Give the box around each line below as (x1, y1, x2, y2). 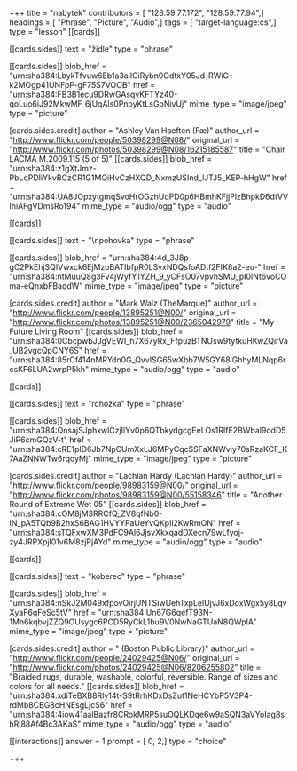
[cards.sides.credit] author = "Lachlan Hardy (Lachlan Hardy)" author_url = (9, 471, 283, 481)
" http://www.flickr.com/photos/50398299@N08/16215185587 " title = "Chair (9, 144, 285, 155)
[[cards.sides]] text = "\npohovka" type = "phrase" (9, 235, 195, 245)
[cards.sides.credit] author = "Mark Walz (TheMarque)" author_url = (9, 298, 258, 308)
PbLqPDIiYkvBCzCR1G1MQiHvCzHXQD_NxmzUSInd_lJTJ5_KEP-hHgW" (9, 172, 270, 183)
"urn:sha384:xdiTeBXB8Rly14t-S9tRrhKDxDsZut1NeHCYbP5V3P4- (9, 690, 253, 701)
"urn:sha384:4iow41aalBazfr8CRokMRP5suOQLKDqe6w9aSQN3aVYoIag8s (9, 710, 285, 719)
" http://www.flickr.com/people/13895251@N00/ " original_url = (9, 307, 237, 318)
